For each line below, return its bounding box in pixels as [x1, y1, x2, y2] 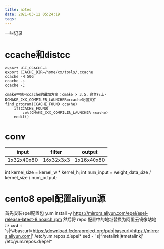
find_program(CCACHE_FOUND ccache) [5, 102, 78, 107]
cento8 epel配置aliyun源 [5, 193, 106, 204]
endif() [14, 114, 29, 120]
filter [50, 149, 62, 156]
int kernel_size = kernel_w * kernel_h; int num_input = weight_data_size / [5, 169, 151, 175]
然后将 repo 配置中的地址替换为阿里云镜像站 [63, 216, 152, 223]
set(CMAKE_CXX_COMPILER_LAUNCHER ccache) [23, 111, 109, 115]
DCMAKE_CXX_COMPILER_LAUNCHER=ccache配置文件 [5, 97, 97, 103]
